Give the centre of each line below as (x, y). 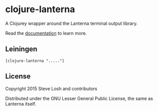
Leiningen (21, 49)
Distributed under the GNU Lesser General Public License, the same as (79, 98)
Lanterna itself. (21, 104)
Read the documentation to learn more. (46, 33)
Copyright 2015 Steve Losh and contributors (51, 88)
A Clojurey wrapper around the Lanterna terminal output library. (71, 23)
